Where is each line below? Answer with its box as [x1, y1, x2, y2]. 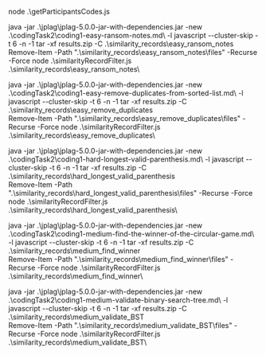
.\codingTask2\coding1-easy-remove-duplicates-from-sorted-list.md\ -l [8, 88, 244, 98]
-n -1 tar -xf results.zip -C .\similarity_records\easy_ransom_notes [18, 39, 234, 49]
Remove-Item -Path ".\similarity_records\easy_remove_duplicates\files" [8, 114, 241, 123]
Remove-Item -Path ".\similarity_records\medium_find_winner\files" [8, 255, 229, 263]
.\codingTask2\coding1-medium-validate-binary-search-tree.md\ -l [8, 295, 229, 305]
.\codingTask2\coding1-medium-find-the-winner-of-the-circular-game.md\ [8, 229, 255, 238]
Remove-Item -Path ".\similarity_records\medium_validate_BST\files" [8, 321, 233, 330]
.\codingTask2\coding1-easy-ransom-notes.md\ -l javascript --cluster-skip [8, 31, 253, 40]
